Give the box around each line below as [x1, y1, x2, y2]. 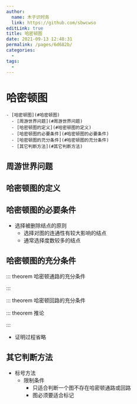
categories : [6, 47, 35, 53]
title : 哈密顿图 [6, 31, 43, 37]
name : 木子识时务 [11, 14, 50, 20]
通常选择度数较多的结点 [23, 236, 81, 243]
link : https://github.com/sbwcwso [11, 20, 96, 25]
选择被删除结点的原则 [14, 222, 67, 229]
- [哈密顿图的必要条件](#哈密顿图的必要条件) [11, 131, 109, 137]
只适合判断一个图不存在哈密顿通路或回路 [32, 384, 131, 391]
